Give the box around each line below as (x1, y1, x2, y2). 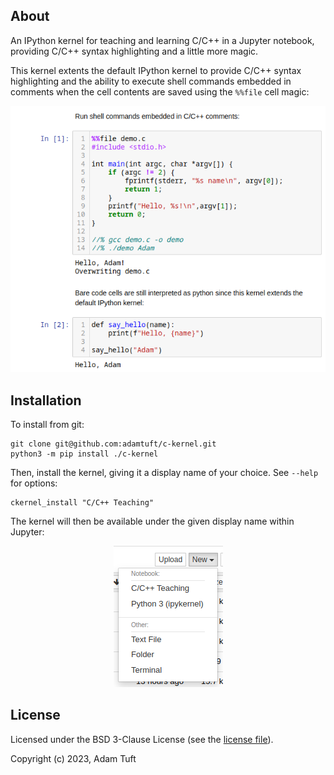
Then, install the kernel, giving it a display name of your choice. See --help (10, 466, 319, 478)
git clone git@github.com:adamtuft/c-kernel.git (10, 439, 217, 449)
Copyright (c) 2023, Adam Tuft (10, 752, 137, 764)
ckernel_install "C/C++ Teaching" (10, 497, 155, 508)
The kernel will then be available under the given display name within (10, 515, 295, 527)
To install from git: (10, 418, 85, 430)
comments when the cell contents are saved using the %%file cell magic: (10, 85, 310, 98)
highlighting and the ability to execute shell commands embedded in (10, 75, 292, 87)
